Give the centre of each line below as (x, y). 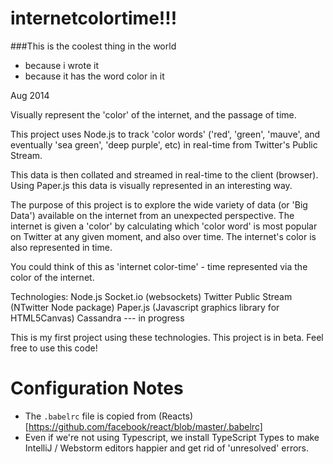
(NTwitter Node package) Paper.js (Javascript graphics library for (145, 307)
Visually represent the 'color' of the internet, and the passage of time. (153, 114)
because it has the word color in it (94, 76)
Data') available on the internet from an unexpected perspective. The (152, 215)
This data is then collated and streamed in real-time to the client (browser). (164, 174)
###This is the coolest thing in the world (93, 46)
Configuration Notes (97, 388)
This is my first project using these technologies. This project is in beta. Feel (167, 337)
